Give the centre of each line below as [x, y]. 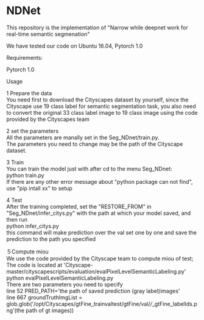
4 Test [14, 200]
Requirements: [24, 57]
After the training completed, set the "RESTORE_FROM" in [79, 206]
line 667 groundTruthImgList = [44, 297]
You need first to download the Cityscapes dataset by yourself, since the [97, 100]
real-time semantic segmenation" [48, 34]
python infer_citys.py [33, 226]
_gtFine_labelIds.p [175, 304]
